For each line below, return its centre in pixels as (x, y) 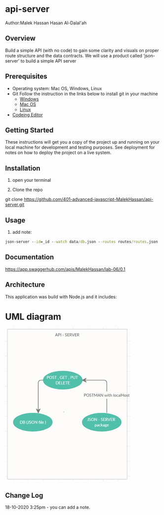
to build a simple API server (48, 61)
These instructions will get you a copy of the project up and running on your (82, 142)
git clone (14, 200)
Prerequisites (26, 77)
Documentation (30, 257)
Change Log (24, 495)
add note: (22, 232)
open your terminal (31, 180)
